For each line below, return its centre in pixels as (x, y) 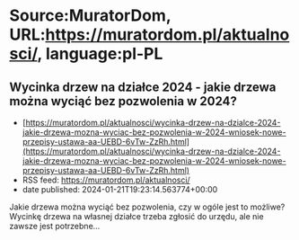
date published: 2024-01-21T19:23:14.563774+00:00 (120, 189)
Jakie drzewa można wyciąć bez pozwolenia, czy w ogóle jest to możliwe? (147, 207)
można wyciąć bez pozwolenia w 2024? (123, 101)
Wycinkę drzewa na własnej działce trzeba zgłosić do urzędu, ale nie (136, 216)
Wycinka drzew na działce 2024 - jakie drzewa (143, 87)
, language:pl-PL (100, 54)
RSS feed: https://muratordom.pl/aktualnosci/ (106, 180)
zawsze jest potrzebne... (55, 226)
